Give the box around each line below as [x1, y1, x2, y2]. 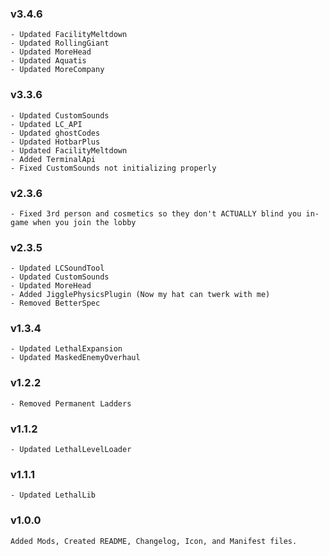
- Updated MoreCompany [10, 65, 105, 75]
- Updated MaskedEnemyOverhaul [10, 353, 141, 363]
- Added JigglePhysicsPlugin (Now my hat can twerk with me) [10, 290, 271, 300]
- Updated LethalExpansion [10, 344, 123, 354]
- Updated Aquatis [10, 56, 87, 66]
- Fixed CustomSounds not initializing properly [10, 163, 217, 173]
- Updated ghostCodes [10, 128, 101, 138]
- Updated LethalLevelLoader [10, 445, 132, 455]
